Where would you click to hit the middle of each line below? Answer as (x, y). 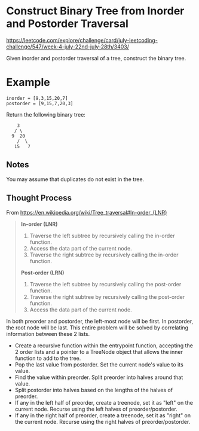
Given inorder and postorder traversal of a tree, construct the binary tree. (96, 58)
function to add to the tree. (48, 358)
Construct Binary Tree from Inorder (95, 11)
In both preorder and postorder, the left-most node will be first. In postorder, (100, 321)
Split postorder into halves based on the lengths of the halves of (94, 390)
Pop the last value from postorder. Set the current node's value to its (99, 364)
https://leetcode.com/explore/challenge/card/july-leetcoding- (82, 40)
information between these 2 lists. (48, 334)
